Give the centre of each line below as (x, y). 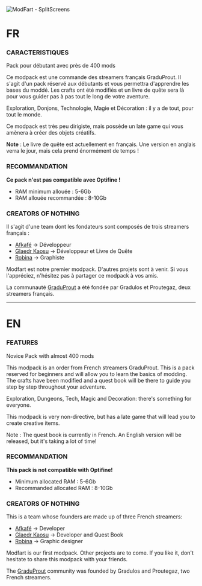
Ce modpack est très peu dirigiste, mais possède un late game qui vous (95, 126)
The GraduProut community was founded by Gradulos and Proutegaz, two (98, 571)
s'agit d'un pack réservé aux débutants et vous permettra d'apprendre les (98, 84)
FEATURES (22, 343)
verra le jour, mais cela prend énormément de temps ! (73, 151)
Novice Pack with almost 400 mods (50, 355)
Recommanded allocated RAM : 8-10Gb (64, 488)
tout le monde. (24, 115)
